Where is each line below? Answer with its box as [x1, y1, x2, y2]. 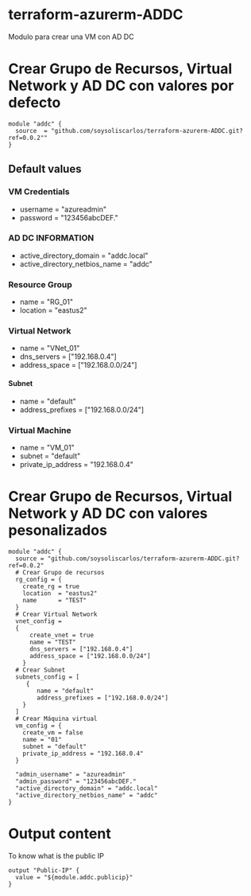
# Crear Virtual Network [15, 610, 98, 618]
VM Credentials [8, 186, 70, 197]
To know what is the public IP [8, 851, 105, 860]
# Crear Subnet [15, 666, 66, 674]
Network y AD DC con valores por [8, 77, 234, 95]
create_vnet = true [29, 631, 94, 639]
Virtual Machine [8, 424, 71, 435]
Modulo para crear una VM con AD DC [8, 32, 134, 41]
